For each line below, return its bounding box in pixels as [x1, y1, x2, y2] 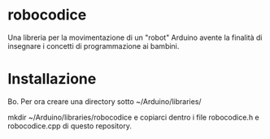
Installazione [7, 70, 97, 89]
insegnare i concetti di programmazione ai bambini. [7, 41, 180, 50]
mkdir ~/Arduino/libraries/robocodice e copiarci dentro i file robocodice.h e [7, 112, 259, 122]
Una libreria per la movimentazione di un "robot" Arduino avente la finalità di [7, 33, 263, 42]
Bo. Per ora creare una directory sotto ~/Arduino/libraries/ [7, 96, 202, 106]
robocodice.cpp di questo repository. [7, 120, 132, 131]
